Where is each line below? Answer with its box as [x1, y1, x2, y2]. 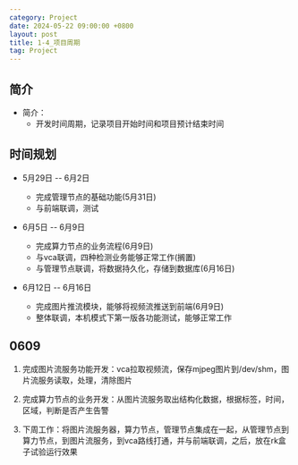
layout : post [9, 30, 58, 38]
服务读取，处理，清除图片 [38, 375, 132, 385]
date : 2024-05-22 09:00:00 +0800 [9, 21, 134, 30]
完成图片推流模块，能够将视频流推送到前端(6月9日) [35, 300, 225, 311]
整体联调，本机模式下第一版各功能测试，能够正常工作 [35, 312, 233, 323]
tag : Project [9, 46, 58, 55]
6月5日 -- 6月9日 [21, 221, 85, 232]
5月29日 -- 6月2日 [21, 172, 90, 183]
